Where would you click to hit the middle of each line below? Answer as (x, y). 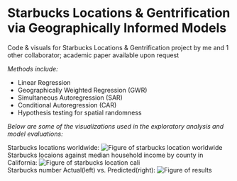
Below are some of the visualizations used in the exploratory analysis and (116, 126)
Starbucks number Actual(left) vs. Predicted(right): (82, 170)
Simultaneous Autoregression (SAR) (70, 98)
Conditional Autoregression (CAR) (67, 105)
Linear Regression (44, 82)
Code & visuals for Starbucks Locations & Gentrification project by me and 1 (118, 47)
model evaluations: (35, 134)
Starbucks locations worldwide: (54, 147)
